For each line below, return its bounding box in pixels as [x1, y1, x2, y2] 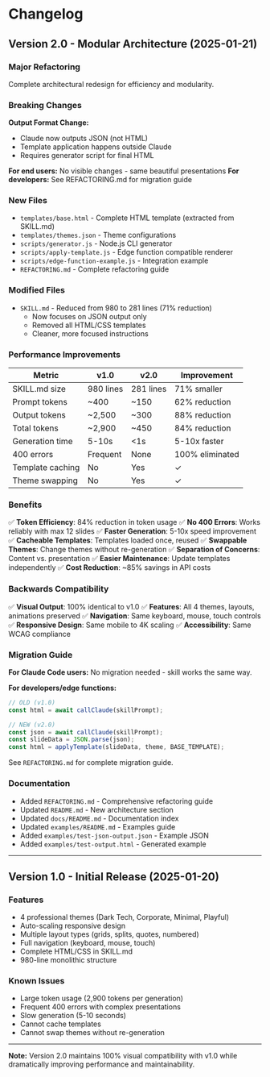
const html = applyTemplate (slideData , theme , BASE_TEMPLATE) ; [8, 743, 225, 751]
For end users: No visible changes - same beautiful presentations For [8, 166, 239, 176]
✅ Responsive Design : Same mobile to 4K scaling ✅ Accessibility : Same [8, 620, 252, 630]
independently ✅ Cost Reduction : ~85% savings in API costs [8, 563, 211, 572]
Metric [33, 370, 59, 381]
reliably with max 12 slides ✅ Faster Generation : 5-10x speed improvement [8, 526, 257, 536]
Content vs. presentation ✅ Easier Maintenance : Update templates [8, 554, 231, 563]
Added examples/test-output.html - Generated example [19, 839, 207, 849]
